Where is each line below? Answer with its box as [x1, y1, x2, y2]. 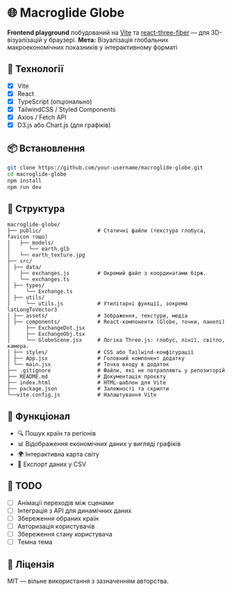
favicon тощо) [7, 233, 49, 240]
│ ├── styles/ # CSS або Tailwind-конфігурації [7, 349, 194, 356]
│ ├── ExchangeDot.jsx [7, 324, 85, 331]
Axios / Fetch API [17, 113, 67, 121]
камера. [7, 343, 30, 350]
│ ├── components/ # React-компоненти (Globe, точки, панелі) [7, 318, 226, 326]
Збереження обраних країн [17, 514, 99, 523]
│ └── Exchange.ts [7, 288, 73, 295]
